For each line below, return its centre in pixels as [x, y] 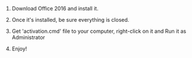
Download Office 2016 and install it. [55, 8]
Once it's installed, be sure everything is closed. [70, 20]
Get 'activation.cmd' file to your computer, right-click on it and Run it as [99, 31]
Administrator [28, 37]
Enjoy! [19, 49]
